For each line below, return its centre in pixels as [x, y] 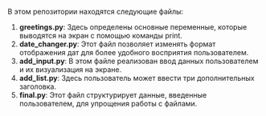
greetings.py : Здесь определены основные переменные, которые [133, 27]
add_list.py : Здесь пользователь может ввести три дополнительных [137, 78]
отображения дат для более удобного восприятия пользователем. [134, 52]
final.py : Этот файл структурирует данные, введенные [113, 95]
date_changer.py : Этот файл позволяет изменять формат [117, 44]
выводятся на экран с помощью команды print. [100, 36]
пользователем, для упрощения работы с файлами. [108, 104]
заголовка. [38, 86]
